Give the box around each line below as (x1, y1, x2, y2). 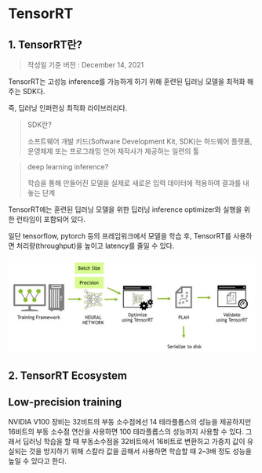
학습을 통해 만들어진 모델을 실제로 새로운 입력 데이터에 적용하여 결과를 (27, 178, 242, 187)
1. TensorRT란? (8, 38, 82, 51)
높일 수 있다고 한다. (8, 457, 67, 466)
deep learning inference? (27, 162, 109, 171)
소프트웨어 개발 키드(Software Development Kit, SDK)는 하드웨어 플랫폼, (27, 136, 253, 146)
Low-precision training (8, 395, 122, 409)
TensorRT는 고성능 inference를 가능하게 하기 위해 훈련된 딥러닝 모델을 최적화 (8, 77, 246, 86)
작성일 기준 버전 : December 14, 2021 (27, 60, 144, 69)
